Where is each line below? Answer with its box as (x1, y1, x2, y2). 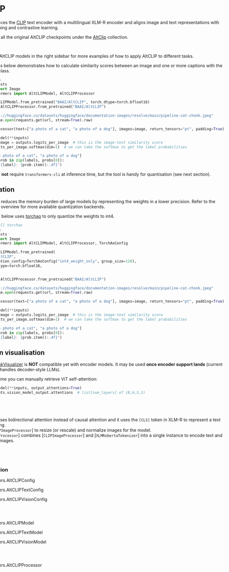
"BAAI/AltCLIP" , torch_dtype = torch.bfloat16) (55, 100, 150, 105)
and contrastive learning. (8, 24, 59, 30)
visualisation (4, 348, 45, 357)
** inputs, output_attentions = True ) (9, 385, 82, 391)
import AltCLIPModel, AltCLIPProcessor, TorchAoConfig (13, 241, 128, 246)
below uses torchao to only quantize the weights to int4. (1, 213, 115, 219)
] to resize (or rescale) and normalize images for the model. (31, 427, 152, 433)
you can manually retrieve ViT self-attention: (7, 376, 98, 382)
